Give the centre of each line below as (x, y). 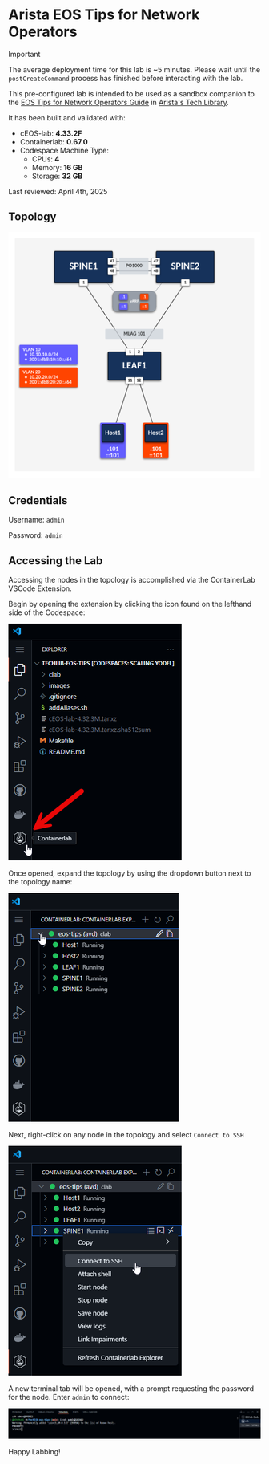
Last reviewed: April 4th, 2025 (58, 191)
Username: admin (36, 520)
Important (24, 54)
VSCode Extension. (40, 588)
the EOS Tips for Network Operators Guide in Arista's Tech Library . (119, 102)
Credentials (38, 500)
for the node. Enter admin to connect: (69, 1397)
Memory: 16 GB (57, 167)
